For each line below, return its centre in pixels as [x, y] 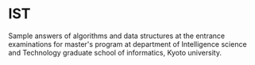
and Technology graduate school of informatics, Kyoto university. [115, 52]
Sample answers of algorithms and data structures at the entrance [116, 36]
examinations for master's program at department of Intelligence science [128, 44]
